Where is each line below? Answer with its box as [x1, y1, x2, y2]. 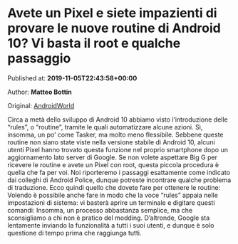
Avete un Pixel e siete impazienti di [7, 5, 217, 21]
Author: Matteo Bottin [7, 87, 73, 96]
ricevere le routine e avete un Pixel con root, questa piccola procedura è [7, 160, 219, 169]
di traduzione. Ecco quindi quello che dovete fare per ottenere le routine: [7, 183, 221, 191]
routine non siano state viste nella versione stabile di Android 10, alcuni [7, 137, 215, 147]
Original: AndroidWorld [7, 101, 75, 110]
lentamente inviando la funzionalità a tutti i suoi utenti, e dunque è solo [7, 221, 214, 229]
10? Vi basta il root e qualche [7, 36, 181, 51]
